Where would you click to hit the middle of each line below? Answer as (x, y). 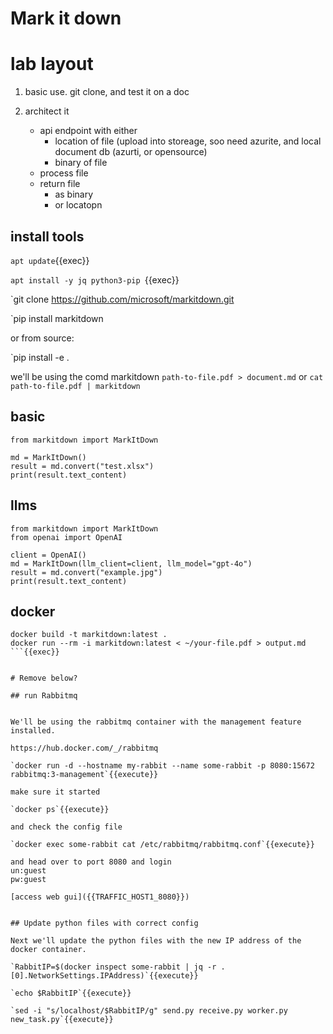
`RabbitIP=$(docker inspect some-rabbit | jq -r (113, 967)
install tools (47, 236)
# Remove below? (44, 678)
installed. (33, 731)
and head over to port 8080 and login (91, 862)
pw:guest (28, 880)
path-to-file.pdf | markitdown (75, 386)
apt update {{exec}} (50, 260)
